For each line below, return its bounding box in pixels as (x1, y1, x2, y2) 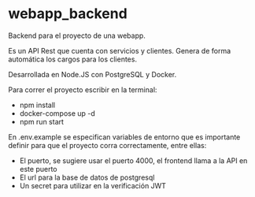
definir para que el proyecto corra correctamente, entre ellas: (8, 140, 207, 150)
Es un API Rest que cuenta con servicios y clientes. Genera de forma (8, 46, 231, 55)
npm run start (19, 117, 65, 126)
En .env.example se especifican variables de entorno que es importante (8, 132, 241, 142)
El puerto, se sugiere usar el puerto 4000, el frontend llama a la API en (19, 155, 248, 165)
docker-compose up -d (19, 108, 96, 118)
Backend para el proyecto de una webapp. (8, 31, 146, 40)
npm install (19, 100, 56, 110)
